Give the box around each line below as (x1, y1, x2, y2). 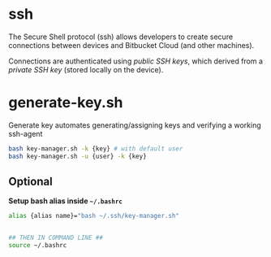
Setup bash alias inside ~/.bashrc (8, 196, 123, 206)
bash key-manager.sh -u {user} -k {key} (8, 152, 148, 160)
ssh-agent (8, 128, 43, 138)
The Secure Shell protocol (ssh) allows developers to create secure (8, 32, 234, 41)
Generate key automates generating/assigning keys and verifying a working (8, 120, 261, 130)
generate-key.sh (8, 94, 123, 112)
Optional (8, 175, 53, 189)
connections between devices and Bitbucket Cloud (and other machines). (8, 40, 255, 50)
